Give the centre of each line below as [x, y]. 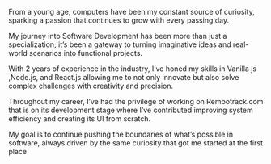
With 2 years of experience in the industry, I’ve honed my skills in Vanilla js [133, 69]
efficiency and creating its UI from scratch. [80, 119]
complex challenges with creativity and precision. [91, 86]
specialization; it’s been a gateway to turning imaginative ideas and [120, 44]
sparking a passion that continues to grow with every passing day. [119, 20]
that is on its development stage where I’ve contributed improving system [131, 110]
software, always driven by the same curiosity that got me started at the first [135, 143]
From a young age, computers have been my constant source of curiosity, [131, 12]
